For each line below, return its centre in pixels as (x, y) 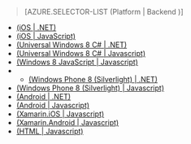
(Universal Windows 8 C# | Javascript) (81, 53)
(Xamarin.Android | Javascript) (67, 122)
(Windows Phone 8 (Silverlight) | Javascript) (90, 88)
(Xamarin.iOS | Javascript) (60, 114)
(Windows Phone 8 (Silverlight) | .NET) (93, 79)
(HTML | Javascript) (50, 131)
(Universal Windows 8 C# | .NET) (72, 45)
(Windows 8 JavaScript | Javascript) (77, 62)
